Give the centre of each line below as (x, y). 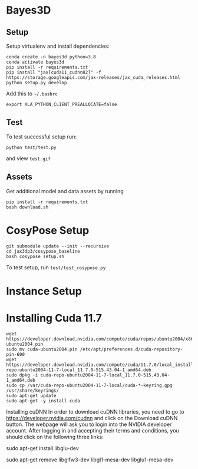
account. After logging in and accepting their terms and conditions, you (93, 430)
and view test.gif (29, 158)
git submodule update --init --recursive (58, 246)
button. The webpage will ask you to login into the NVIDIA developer (89, 424)
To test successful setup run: (41, 137)
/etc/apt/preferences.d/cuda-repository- (131, 349)
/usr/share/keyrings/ (33, 390)
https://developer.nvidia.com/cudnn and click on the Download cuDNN (92, 418)
